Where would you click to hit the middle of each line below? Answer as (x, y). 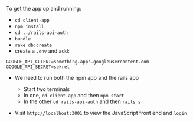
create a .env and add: (42, 51)
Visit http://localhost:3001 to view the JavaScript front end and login (101, 113)
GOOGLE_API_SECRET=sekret (38, 67)
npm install (29, 26)
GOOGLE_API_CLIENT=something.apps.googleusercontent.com (78, 62)
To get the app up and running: (44, 9)
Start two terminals (47, 89)
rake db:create (33, 45)
